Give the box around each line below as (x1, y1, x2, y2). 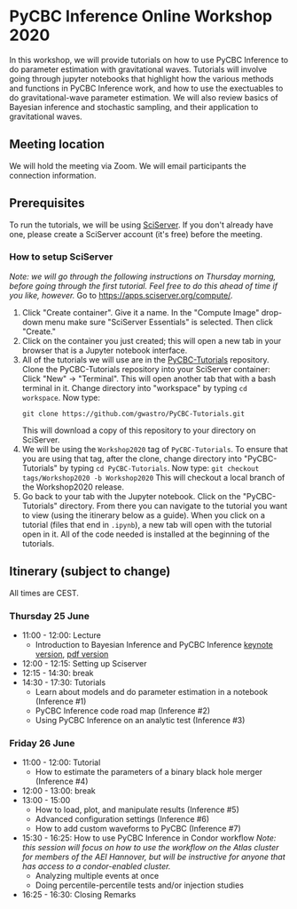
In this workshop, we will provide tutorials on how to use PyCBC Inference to (9, 54, 289, 65)
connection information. (9, 170, 97, 180)
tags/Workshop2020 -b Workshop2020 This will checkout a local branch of (21, 472, 285, 482)
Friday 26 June (9, 737, 75, 749)
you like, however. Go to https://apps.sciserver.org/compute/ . (9, 290, 233, 300)
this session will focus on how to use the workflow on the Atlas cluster (21, 842, 279, 853)
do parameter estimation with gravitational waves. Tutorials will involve (9, 64, 268, 75)
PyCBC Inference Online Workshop (9, 6, 273, 27)
